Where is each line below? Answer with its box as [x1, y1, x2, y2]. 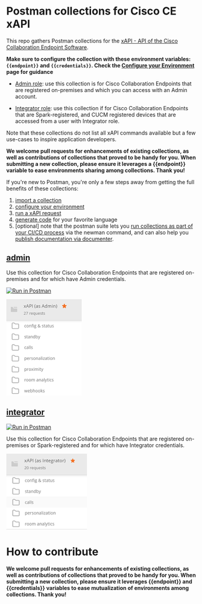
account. [14, 93, 37, 100]
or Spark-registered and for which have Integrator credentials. [30, 441, 185, 449]
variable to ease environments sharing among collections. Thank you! [6, 167, 185, 174]
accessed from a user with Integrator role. [14, 117, 119, 125]
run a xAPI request [14, 209, 62, 216]
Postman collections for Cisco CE [6, 4, 177, 18]
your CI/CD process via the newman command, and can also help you [14, 228, 189, 236]
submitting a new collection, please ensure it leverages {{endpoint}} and [6, 577, 193, 585]
